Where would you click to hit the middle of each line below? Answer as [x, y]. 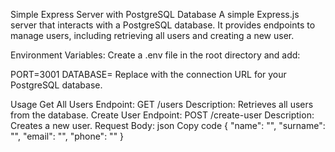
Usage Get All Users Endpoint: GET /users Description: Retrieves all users [162, 104]
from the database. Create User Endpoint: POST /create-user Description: [162, 115]
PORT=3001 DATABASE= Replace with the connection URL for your [148, 74]
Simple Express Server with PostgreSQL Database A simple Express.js [155, 14]
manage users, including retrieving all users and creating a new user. [152, 35]
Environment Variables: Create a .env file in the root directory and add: [155, 55]
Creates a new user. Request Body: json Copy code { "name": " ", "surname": [168, 125]
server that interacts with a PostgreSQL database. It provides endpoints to [163, 25]
